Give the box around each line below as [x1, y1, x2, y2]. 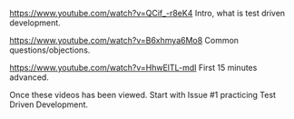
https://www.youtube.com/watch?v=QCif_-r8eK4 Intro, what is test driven [9, 8, 286, 18]
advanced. [9, 72, 50, 83]
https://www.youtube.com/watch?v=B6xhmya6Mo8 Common [9, 35, 239, 45]
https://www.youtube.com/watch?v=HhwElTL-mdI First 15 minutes [9, 63, 258, 73]
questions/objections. [9, 45, 91, 55]
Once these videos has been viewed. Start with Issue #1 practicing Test [9, 90, 277, 100]
